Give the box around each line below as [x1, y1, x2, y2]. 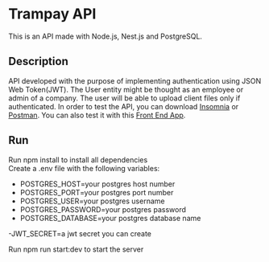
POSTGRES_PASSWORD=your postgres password [19, 204, 187, 214]
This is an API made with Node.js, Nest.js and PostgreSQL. [8, 31, 203, 41]
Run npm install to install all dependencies [8, 154, 148, 165]
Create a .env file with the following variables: [8, 163, 160, 173]
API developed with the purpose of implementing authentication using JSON [8, 76, 262, 85]
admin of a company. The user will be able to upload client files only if [8, 93, 241, 103]
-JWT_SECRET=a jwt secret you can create [8, 228, 151, 238]
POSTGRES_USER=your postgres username [19, 196, 165, 206]
